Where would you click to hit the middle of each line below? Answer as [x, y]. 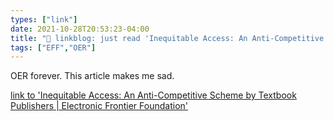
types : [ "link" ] [44, 19]
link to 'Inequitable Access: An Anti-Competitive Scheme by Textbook [153, 95]
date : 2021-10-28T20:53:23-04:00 [80, 29]
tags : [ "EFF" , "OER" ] [53, 47]
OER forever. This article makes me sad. [92, 76]
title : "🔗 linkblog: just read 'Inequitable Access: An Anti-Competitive [167, 38]
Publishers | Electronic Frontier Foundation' [99, 106]
